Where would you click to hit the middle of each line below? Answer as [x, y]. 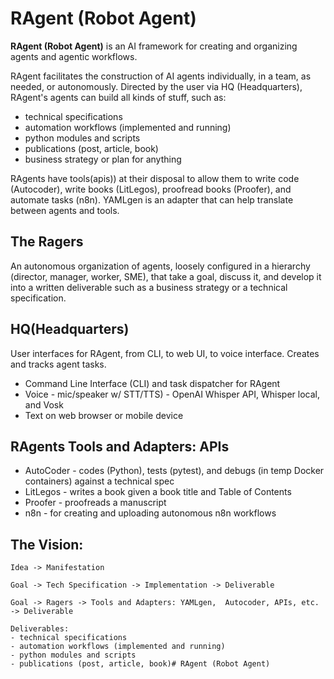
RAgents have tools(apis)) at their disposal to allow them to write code [155, 178]
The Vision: [47, 544]
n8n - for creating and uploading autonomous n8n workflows [150, 513]
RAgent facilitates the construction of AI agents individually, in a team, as [161, 76]
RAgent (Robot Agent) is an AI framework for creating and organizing [154, 46]
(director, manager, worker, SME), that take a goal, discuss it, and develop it [166, 276]
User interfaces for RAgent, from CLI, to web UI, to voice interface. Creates [165, 353]
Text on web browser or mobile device [104, 415]
